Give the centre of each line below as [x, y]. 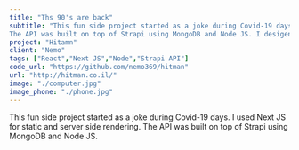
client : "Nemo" [37, 51]
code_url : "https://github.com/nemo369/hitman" [99, 67]
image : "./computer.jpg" [55, 83]
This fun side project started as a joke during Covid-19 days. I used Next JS [148, 117]
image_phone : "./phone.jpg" [61, 91]
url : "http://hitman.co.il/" [63, 75]
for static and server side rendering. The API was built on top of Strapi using [149, 126]
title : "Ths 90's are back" [61, 17]
